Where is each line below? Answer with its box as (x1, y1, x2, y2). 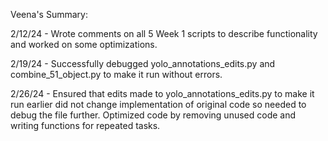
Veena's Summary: (10, 9, 88, 20)
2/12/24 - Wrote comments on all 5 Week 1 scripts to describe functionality (10, 28, 318, 39)
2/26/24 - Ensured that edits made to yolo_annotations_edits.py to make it (10, 88, 315, 99)
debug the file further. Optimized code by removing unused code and (10, 109, 297, 121)
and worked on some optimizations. (10, 39, 158, 50)
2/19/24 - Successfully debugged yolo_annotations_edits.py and (10, 58, 276, 69)
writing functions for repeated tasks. (10, 120, 161, 131)
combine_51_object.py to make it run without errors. (10, 69, 223, 80)
